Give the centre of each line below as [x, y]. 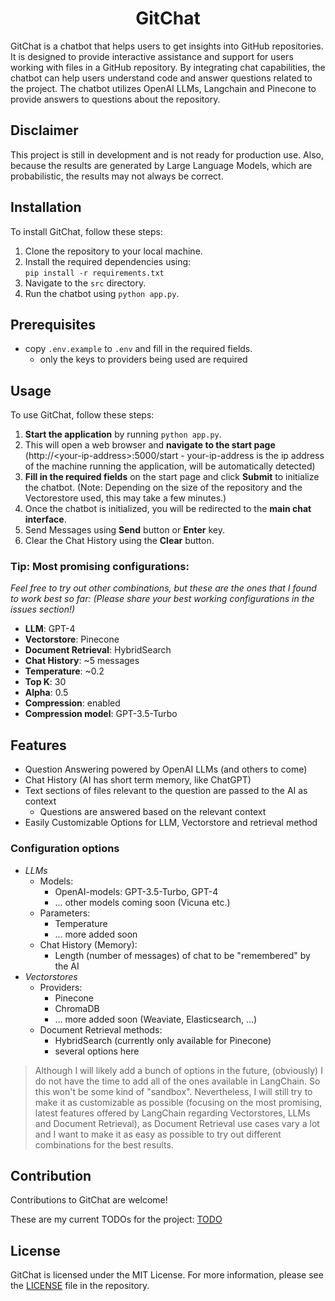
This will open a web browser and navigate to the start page [150, 445]
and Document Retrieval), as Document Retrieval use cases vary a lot [177, 1123]
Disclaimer [44, 130]
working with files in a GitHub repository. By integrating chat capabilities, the [168, 67]
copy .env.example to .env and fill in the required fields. [138, 349]
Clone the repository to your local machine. [113, 251]
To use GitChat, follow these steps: [82, 415]
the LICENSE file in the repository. [80, 1286]
